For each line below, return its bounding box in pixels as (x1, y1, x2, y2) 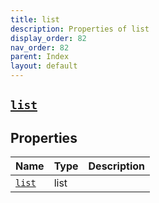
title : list (10, 14, 60, 25)
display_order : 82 (10, 33, 87, 43)
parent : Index (10, 52, 70, 62)
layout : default (10, 61, 78, 71)
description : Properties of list (10, 24, 150, 34)
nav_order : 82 (10, 42, 70, 53)
